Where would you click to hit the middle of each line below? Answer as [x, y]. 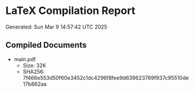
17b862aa [35, 84]
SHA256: [34, 72]
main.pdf [25, 59]
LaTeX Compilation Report [70, 11]
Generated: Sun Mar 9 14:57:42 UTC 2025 [56, 27]
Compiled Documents [46, 45]
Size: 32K [34, 65]
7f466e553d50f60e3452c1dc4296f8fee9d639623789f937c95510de [106, 77]
